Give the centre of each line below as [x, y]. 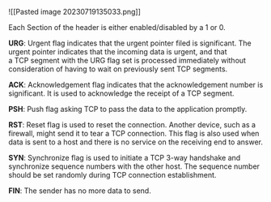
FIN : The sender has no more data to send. [80, 191]
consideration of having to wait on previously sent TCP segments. [118, 69]
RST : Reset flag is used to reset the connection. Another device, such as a [132, 125]
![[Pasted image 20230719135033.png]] [75, 12]
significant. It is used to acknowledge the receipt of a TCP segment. [121, 93]
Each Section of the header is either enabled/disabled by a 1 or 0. [117, 27]
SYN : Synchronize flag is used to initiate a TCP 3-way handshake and [125, 158]
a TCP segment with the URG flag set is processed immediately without [127, 60]
